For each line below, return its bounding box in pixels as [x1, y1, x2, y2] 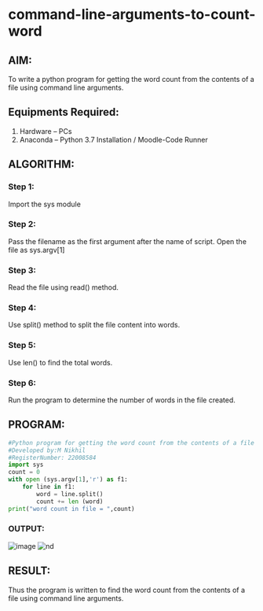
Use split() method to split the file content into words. [8, 320, 181, 330]
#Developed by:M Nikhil [8, 446, 86, 454]
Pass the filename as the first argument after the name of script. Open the [8, 236, 247, 246]
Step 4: [8, 302, 37, 313]
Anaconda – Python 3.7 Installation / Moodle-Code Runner [19, 135, 208, 144]
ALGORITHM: [8, 157, 75, 171]
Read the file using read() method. [8, 283, 119, 292]
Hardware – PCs [19, 126, 72, 135]
